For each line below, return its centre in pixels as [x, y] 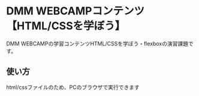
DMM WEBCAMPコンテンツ [76, 11]
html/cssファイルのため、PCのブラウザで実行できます [73, 87]
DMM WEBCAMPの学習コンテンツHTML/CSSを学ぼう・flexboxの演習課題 [97, 44]
